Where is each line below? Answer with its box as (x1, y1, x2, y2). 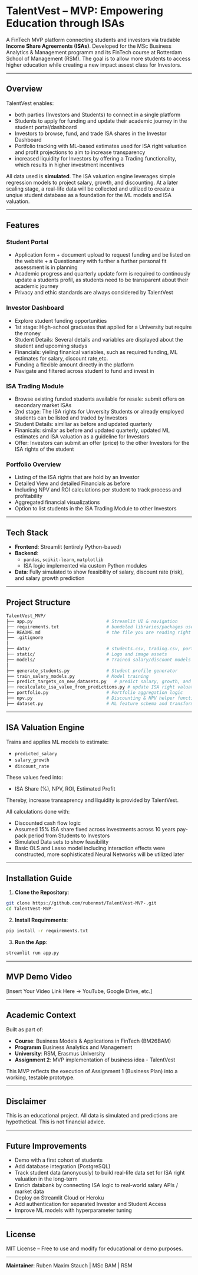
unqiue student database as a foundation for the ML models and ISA (6, 191, 172, 198)
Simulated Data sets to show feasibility (14, 838, 109, 845)
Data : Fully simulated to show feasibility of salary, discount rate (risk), (14, 568, 184, 576)
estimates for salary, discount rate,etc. (14, 355, 108, 362)
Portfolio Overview (6, 460, 61, 468)
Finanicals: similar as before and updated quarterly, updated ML (14, 427, 170, 434)
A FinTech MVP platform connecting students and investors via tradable (6, 36, 180, 43)
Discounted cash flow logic (14, 819, 81, 827)
